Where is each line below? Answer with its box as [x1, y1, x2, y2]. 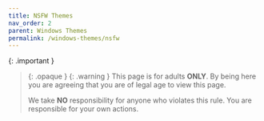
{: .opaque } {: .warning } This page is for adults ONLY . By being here [27, 71, 257, 81]
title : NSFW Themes [8, 11, 74, 20]
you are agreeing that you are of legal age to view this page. [27, 80, 226, 90]
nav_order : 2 [8, 19, 52, 27]
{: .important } [8, 56, 54, 66]
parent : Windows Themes [8, 26, 88, 34]
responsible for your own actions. [27, 104, 139, 114]
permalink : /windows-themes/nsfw [8, 34, 120, 42]
